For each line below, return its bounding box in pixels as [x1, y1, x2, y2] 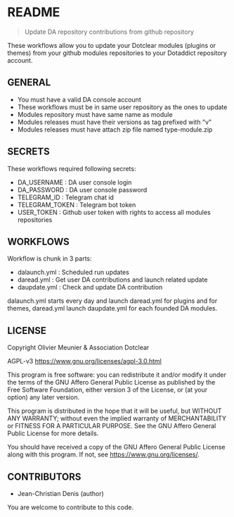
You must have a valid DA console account [17, 95, 142, 104]
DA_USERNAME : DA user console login [17, 177, 132, 187]
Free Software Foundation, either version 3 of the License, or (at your [7, 385, 208, 394]
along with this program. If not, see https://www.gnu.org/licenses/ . [7, 450, 200, 459]
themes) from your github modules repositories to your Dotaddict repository [7, 49, 227, 57]
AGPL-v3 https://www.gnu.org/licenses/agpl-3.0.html [7, 357, 162, 366]
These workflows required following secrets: [7, 164, 136, 173]
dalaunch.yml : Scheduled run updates [17, 268, 130, 277]
